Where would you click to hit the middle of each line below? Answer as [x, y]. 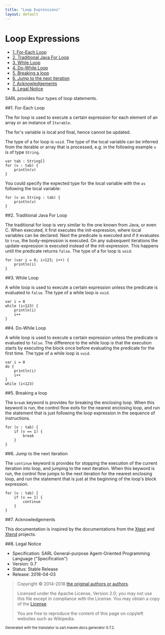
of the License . [32, 604]
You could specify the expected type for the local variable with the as [75, 183]
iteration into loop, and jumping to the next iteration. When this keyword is [80, 468]
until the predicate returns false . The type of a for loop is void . [69, 251]
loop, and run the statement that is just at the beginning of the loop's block [81, 479]
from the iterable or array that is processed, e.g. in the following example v [81, 147]
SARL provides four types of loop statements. [51, 99]
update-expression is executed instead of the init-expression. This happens [82, 246]
